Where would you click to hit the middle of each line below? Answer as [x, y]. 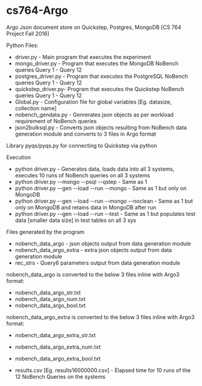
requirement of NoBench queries [56, 121]
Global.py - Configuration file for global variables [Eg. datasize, [93, 102]
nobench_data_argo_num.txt [50, 299]
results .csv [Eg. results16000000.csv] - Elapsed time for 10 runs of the [103, 370]
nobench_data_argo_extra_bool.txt [58, 358]
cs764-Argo [37, 11]
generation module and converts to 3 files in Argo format [86, 134]
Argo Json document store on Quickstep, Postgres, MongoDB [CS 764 [94, 27]
